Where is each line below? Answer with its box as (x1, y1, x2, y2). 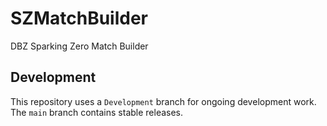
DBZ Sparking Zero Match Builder (10, 40, 149, 52)
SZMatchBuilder (10, 7, 149, 30)
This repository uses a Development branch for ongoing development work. (10, 95, 317, 107)
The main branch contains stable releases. (10, 106, 184, 118)
